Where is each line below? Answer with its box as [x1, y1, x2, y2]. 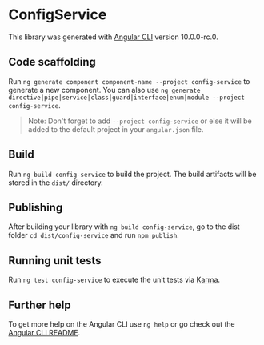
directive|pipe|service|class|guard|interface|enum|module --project [8, 94, 246, 102]
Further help [8, 298, 72, 311]
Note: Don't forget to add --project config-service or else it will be [27, 116, 252, 126]
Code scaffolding [8, 55, 96, 69]
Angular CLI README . [8, 328, 81, 337]
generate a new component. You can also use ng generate [8, 85, 201, 94]
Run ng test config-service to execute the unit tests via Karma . [8, 275, 221, 285]
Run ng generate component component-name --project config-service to [8, 76, 250, 86]
